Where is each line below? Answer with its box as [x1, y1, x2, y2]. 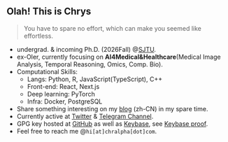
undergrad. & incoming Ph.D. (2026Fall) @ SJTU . [16, 45, 157, 53]
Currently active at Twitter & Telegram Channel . [16, 112, 154, 120]
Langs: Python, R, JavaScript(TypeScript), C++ [27, 75, 162, 83]
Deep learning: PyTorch [27, 90, 96, 98]
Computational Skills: [16, 67, 78, 76]
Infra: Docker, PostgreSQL [27, 97, 103, 106]
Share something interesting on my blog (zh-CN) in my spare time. [16, 104, 208, 113]
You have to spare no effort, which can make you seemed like [23, 24, 202, 32]
